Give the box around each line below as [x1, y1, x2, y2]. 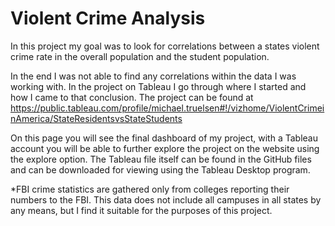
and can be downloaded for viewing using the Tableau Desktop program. [10, 163, 311, 176]
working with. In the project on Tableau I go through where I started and [10, 80, 307, 92]
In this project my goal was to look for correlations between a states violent [10, 40, 320, 52]
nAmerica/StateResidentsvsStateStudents [10, 112, 183, 124]
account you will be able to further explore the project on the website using [10, 142, 320, 154]
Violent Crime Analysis [10, 7, 206, 30]
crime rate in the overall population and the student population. [10, 50, 270, 62]
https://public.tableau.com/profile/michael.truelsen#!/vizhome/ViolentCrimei [10, 102, 325, 114]
